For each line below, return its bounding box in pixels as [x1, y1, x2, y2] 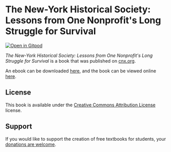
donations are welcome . [5, 141, 56, 147]
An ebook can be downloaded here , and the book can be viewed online [5, 68, 157, 74]
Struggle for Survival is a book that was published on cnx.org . [5, 58, 136, 64]
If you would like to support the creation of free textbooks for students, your [5, 136, 166, 142]
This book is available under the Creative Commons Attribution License [5, 102, 156, 108]
